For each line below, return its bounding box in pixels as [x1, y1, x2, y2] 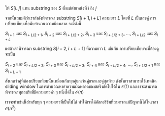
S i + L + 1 [5, 67, 21, 75]
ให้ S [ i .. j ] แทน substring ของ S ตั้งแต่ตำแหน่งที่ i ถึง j [5, 5, 97, 11]
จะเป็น [5, 51, 16, 57]
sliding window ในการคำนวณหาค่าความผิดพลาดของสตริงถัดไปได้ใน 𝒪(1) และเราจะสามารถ [5, 83, 158, 89]
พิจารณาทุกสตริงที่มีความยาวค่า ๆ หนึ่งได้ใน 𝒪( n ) [5, 89, 84, 95]
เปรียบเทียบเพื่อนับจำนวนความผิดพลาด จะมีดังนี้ [5, 21, 82, 26]
